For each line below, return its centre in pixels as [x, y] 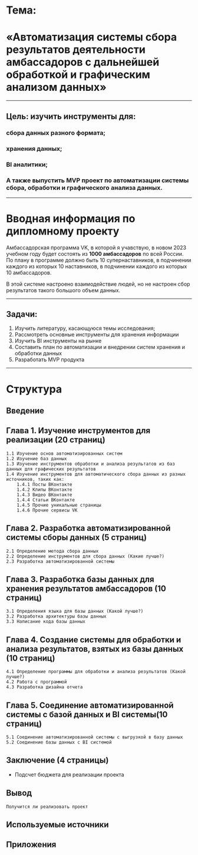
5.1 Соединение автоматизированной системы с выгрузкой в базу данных [95, 737]
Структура [34, 389]
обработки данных [38, 354]
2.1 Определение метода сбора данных [52, 551]
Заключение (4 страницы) [57, 760]
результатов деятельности [76, 50]
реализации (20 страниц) [56, 440]
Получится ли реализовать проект [47, 807]
